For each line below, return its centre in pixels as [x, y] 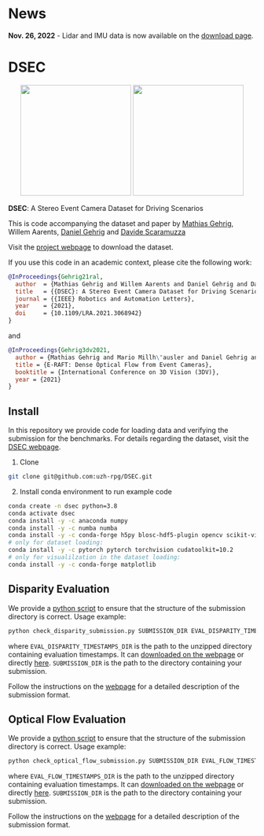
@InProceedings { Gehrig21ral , [56, 276]
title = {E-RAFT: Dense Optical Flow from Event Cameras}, [114, 364]
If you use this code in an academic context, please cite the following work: [130, 262]
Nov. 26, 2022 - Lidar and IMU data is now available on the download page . [131, 35]
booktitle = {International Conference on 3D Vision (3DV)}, [117, 372]
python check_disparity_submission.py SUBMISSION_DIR [98, 631]
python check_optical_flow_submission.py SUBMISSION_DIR [103, 761]
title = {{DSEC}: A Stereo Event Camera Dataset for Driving [121, 291]
